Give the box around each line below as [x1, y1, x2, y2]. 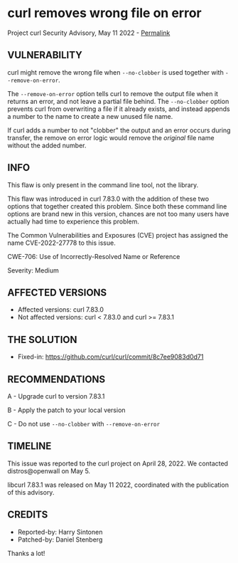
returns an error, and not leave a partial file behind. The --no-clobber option [7, 97, 229, 105]
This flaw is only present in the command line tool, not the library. [7, 180, 199, 189]
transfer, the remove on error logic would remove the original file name [7, 133, 215, 142]
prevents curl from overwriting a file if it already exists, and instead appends [7, 105, 230, 113]
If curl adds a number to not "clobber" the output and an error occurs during [7, 126, 231, 135]
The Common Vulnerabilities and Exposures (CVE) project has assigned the [7, 231, 229, 239]
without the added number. [7, 141, 87, 149]
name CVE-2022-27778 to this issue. [7, 238, 116, 247]
